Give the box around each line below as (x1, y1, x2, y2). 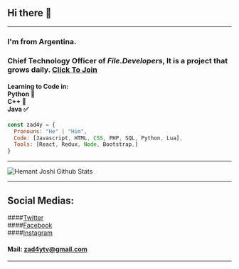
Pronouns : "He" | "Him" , (14, 127, 87, 135)
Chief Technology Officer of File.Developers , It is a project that (7, 56, 228, 65)
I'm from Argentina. (7, 36, 77, 46)
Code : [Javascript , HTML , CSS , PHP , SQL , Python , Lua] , (14, 134, 183, 142)
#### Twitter (7, 213, 44, 222)
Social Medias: (7, 194, 75, 206)
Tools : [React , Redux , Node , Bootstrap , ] (14, 141, 139, 148)
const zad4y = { (7, 121, 55, 128)
